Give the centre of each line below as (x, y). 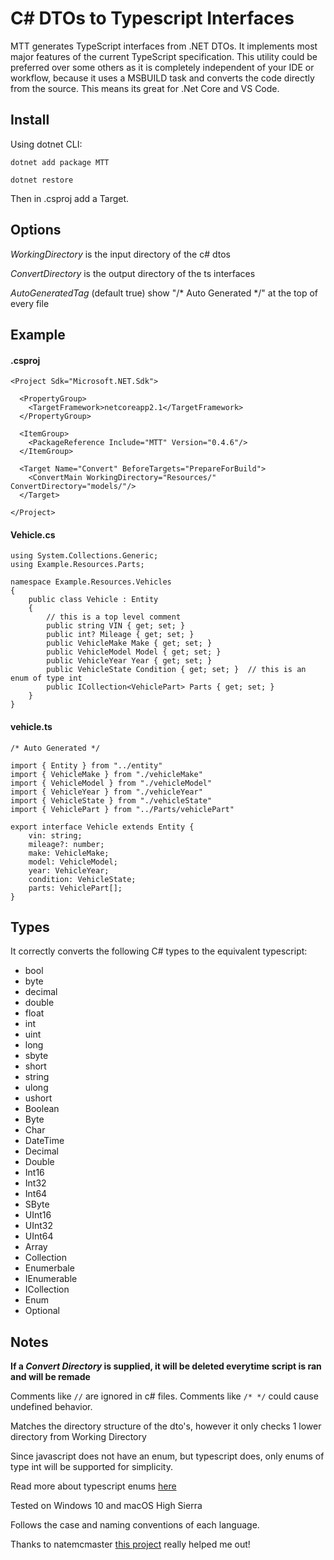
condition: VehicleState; (82, 879)
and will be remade (50, 1377)
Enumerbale (49, 1268)
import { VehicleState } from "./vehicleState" (111, 800)
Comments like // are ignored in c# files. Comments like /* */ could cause (164, 1396)
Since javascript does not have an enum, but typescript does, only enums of (167, 1456)
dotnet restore (42, 180)
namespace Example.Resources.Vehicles (91, 582)
